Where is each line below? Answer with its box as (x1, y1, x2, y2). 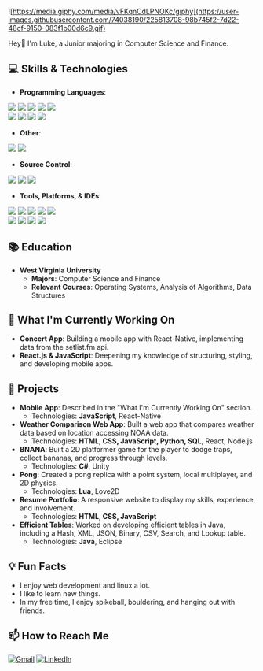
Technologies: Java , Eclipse (31, 537, 122, 547)
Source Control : (19, 159, 73, 169)
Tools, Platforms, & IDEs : (19, 191, 102, 200)
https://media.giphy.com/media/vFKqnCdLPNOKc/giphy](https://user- (13, 7, 239, 16)
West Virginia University (19, 265, 101, 275)
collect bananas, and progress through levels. (19, 453, 168, 463)
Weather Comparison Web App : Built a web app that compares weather (19, 420, 254, 429)
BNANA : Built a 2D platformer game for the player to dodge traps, (19, 445, 233, 454)
